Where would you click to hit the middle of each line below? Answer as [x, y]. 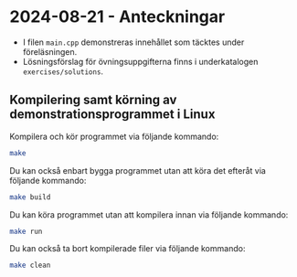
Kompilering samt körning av [93, 100]
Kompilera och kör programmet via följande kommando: [114, 136]
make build [30, 197]
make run [26, 231]
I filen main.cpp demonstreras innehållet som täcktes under [133, 42]
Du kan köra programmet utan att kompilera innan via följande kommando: [149, 214]
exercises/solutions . [63, 71]
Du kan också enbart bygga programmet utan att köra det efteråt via [138, 170]
